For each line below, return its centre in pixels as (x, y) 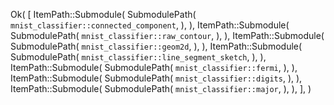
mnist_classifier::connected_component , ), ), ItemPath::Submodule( (150, 25)
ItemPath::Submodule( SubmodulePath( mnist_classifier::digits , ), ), (156, 78)
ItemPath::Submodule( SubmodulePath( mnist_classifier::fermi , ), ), (154, 67)
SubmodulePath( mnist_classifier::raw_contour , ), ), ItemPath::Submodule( (167, 35)
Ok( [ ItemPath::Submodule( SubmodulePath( (103, 14)
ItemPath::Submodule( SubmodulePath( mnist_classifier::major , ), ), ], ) (161, 88)
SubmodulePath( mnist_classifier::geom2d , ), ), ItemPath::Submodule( (156, 46)
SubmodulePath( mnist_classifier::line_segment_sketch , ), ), (138, 57)
